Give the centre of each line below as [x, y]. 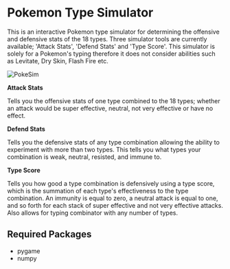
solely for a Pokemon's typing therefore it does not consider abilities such [111, 54]
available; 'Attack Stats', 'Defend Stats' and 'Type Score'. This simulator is [111, 46]
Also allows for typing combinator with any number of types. [93, 213]
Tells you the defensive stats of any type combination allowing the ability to [113, 142]
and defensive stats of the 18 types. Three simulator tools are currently [107, 39]
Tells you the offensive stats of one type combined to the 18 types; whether [114, 100]
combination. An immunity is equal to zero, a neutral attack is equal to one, [113, 198]
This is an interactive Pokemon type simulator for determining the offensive [113, 32]
